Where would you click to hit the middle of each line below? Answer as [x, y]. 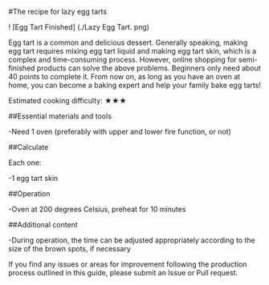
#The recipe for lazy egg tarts [57, 12]
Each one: [25, 163]
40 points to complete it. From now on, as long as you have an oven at [124, 76]
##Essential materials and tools [60, 116]
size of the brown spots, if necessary [69, 249]
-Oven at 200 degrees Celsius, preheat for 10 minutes [97, 209]
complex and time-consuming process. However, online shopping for [122, 60]
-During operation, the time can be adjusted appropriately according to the [132, 240]
